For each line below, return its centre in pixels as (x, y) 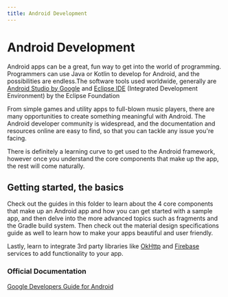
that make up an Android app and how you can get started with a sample (110, 211)
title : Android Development (47, 13)
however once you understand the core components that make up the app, (113, 158)
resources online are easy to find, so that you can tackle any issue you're (111, 130)
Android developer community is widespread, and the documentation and (111, 123)
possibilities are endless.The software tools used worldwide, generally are (112, 81)
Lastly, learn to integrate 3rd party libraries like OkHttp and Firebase (103, 246)
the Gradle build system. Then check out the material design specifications (113, 226)
